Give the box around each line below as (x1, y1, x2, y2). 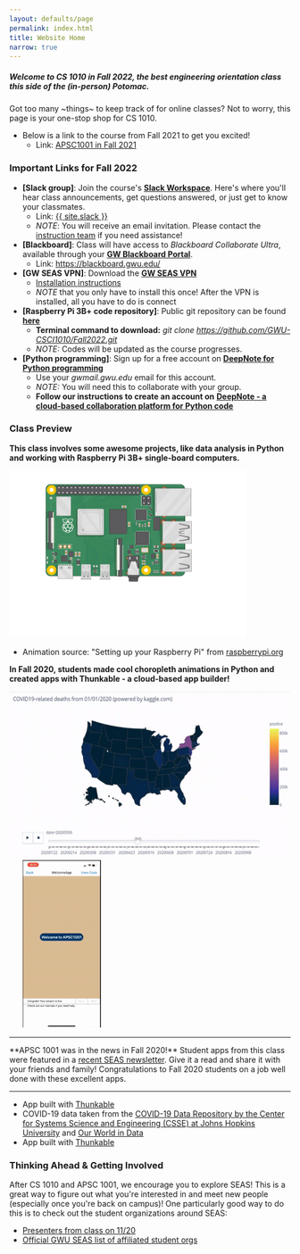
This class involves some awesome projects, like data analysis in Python (9, 443, 284, 453)
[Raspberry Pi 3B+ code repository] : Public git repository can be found (21, 305, 287, 316)
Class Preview (9, 422, 73, 435)
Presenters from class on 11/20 (21, 1225, 137, 1236)
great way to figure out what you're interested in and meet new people (9, 1189, 269, 1200)
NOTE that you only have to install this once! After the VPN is (35, 287, 260, 297)
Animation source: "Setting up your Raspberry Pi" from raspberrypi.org (21, 646, 284, 657)
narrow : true (9, 43, 58, 52)
